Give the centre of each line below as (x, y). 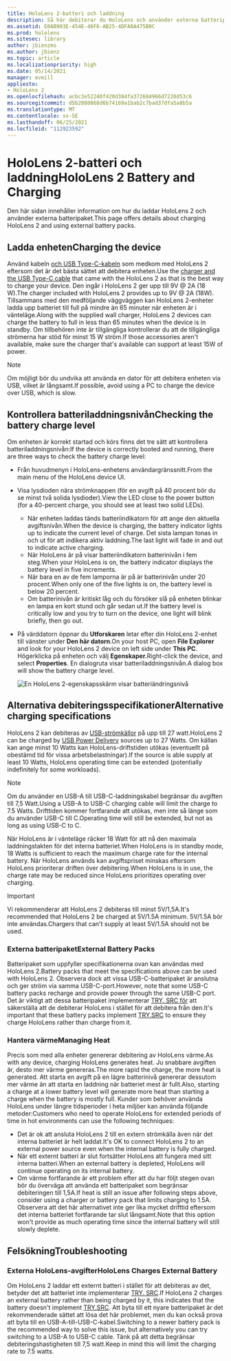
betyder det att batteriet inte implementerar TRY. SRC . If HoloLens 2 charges (115, 1293)
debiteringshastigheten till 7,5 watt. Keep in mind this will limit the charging (112, 1344)
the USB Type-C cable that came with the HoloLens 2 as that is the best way (115, 279)
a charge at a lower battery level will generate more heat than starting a (108, 1092)
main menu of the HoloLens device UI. (71, 477)
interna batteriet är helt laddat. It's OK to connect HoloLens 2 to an (110, 1142)
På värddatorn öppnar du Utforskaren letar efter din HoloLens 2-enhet (117, 634)
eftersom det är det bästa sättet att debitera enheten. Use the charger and (111, 271)
